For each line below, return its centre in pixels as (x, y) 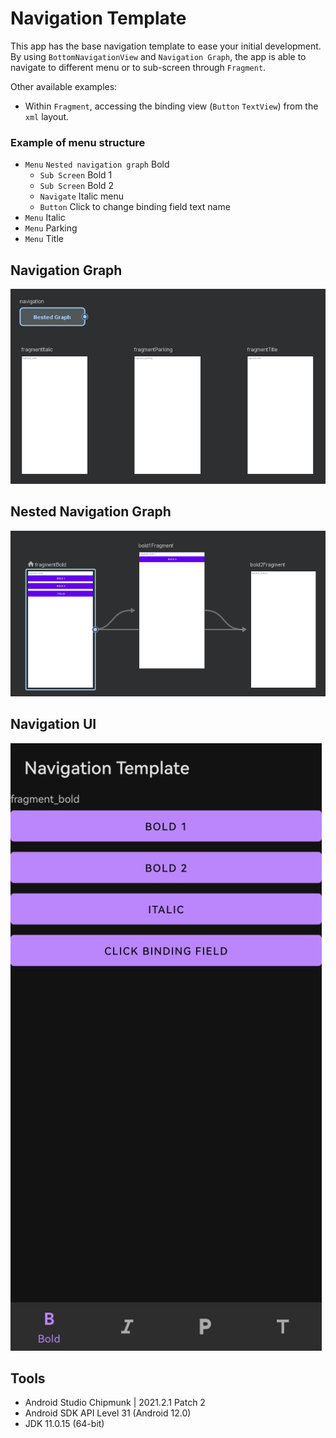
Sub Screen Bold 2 (77, 186)
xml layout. (47, 116)
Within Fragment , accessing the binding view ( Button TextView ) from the (171, 106)
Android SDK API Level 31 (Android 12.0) (108, 1413)
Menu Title (44, 239)
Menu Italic (45, 218)
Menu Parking (51, 228)
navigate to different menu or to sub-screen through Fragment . (138, 67)
